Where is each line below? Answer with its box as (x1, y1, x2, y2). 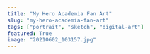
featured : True (7, 29, 52, 37)
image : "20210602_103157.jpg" (7, 36, 97, 43)
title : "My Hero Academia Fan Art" (7, 10, 112, 18)
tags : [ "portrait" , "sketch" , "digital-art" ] (7, 23, 144, 30)
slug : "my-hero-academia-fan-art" (7, 17, 110, 24)
